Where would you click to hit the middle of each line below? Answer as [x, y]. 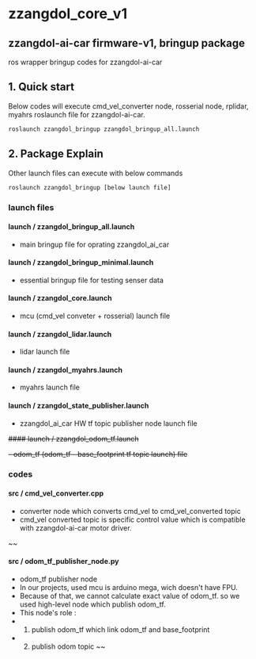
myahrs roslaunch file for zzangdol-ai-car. [77, 114]
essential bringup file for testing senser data [92, 280]
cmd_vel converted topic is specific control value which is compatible [133, 519]
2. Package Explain [56, 154]
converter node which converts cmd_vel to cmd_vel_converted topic [130, 511]
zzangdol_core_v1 [68, 14]
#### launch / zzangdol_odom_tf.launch [74, 439]
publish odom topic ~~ [68, 646]
